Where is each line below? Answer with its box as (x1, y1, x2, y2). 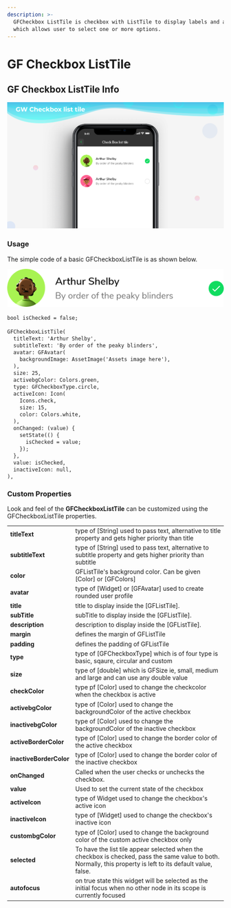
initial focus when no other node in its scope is (75, 884, 206, 892)
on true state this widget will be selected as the (75, 876, 208, 885)
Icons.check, (19, 397, 57, 404)
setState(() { (19, 432, 60, 438)
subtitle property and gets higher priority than (75, 550, 204, 558)
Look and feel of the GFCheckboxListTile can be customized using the (7, 504, 208, 513)
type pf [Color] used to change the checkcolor (75, 683, 207, 692)
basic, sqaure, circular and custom (75, 656, 173, 665)
